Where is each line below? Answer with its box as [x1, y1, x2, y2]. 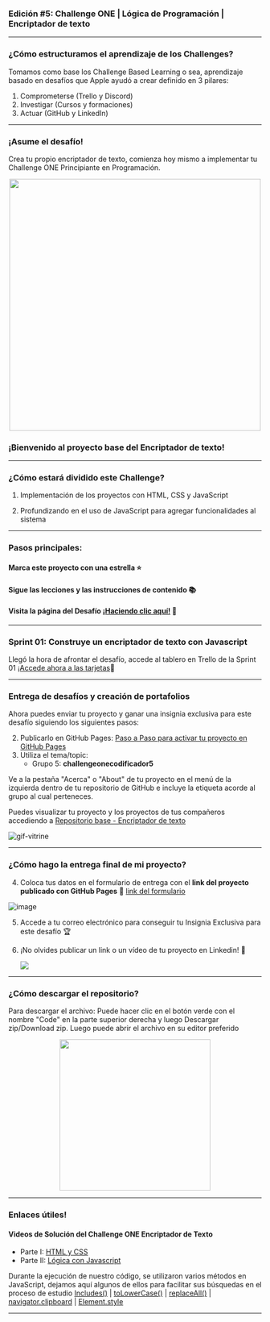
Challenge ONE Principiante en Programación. [8, 162, 161, 173]
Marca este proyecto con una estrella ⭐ [8, 563, 142, 572]
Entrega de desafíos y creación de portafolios [8, 691, 190, 702]
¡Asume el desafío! [8, 135, 84, 147]
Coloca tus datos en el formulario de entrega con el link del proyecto [19, 877, 249, 887]
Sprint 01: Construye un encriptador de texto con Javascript [8, 636, 247, 647]
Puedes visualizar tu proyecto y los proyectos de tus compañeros [8, 807, 225, 817]
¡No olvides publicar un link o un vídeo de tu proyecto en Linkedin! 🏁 [19, 945, 247, 954]
